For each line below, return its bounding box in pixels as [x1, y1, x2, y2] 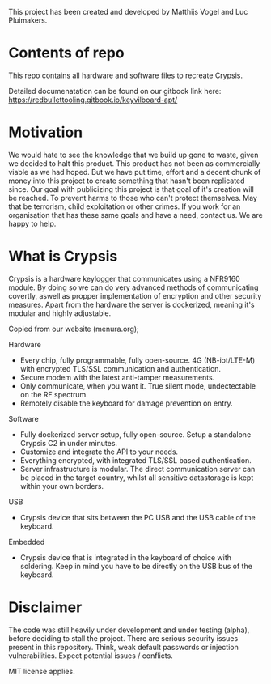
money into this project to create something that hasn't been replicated [8, 176, 245, 185]
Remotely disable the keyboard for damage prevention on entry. [19, 398, 233, 408]
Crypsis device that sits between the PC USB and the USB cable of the [19, 512, 256, 522]
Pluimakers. [8, 15, 48, 25]
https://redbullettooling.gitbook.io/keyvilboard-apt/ [8, 95, 178, 104]
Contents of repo [8, 44, 125, 62]
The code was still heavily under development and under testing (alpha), [8, 625, 250, 635]
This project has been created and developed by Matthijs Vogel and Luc [8, 7, 248, 16]
